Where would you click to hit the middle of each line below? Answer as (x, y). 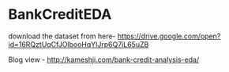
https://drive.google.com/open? (169, 36)
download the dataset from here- (62, 36)
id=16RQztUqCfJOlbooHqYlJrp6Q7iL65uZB (79, 44)
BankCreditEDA (60, 14)
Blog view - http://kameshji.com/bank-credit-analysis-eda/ (104, 59)
